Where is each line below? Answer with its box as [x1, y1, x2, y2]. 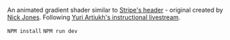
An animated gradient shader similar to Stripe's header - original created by [7, 6, 224, 14]
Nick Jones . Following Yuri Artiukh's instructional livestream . [7, 13, 181, 21]
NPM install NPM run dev [7, 28, 78, 34]
